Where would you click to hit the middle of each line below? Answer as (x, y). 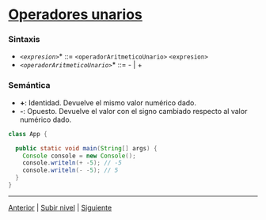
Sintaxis (24, 40)
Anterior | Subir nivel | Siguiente (60, 207)
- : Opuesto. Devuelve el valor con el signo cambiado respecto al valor (133, 111)
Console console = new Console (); (79, 156)
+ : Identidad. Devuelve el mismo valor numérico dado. (108, 102)
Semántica (29, 85)
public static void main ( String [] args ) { (86, 148)
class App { (28, 134)
